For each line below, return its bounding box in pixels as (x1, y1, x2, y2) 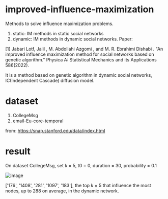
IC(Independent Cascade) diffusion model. (5, 77, 95, 83)
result (5, 146, 31, 157)
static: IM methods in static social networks (12, 30, 104, 36)
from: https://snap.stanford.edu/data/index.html (5, 127, 105, 134)
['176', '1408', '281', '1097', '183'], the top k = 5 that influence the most (5, 182, 151, 188)
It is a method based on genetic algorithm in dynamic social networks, (5, 72, 153, 78)
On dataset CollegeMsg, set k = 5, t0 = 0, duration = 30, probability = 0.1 (5, 162, 157, 168)
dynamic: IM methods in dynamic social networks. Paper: (12, 36, 133, 42)
